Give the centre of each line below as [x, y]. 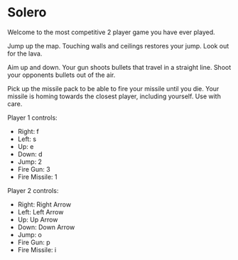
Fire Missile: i [37, 249]
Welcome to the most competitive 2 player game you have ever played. [111, 32]
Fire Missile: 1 [38, 177]
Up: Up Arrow [38, 219]
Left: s [27, 139]
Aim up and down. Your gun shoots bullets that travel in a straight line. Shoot [119, 67]
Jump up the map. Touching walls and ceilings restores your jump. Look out [118, 46]
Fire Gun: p [34, 242]
